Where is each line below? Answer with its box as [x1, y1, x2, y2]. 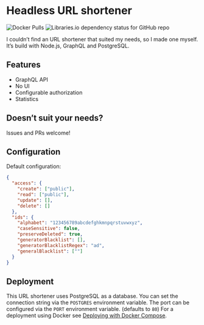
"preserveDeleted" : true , [17, 231, 83, 237]
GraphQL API [15, 75, 49, 83]
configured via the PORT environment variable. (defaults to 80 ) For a [6, 306, 174, 313]
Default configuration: [6, 162, 62, 170]
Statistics [15, 95, 39, 102]
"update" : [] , [17, 197, 53, 203]
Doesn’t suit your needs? [6, 113, 104, 124]
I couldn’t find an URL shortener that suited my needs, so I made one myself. [6, 35, 199, 43]
